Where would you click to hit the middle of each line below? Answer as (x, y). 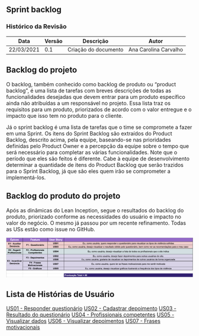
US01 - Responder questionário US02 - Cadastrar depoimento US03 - (91, 308)
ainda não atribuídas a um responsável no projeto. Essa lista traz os (88, 103)
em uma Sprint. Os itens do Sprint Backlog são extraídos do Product (89, 133)
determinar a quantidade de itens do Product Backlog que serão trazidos (95, 164)
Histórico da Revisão (36, 27)
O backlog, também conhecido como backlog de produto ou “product (91, 84)
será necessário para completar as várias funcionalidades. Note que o (92, 152)
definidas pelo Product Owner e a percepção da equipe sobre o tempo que (98, 146)
